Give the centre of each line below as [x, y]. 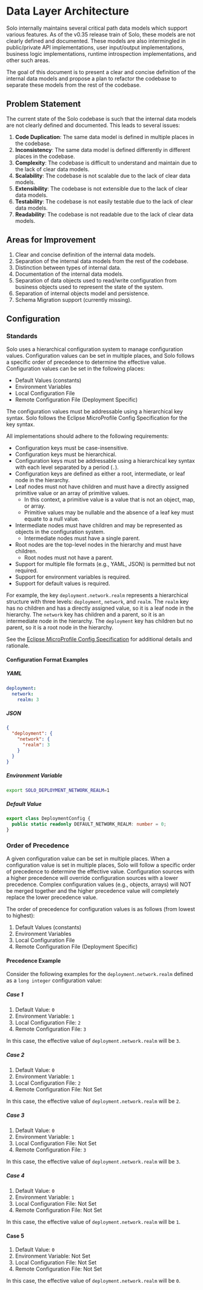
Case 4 [16, 1175]
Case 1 [15, 995]
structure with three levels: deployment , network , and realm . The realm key [98, 602]
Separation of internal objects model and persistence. [82, 293]
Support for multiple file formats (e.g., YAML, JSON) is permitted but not [105, 564]
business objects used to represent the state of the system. [89, 287]
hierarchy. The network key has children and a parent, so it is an [85, 615]
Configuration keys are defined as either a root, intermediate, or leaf [100, 474]
